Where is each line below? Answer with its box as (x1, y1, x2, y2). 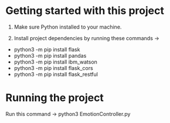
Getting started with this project (5, 4, 165, 17)
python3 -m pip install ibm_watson (13, 58, 98, 65)
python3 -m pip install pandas (13, 52, 87, 59)
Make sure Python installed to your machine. (13, 23, 122, 30)
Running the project (5, 92, 104, 104)
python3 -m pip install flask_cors (13, 64, 93, 71)
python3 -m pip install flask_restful (13, 71, 98, 78)
